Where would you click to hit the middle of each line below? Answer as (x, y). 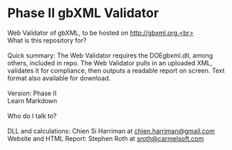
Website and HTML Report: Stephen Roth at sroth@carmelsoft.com (106, 138)
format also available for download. (59, 78)
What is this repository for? (47, 40)
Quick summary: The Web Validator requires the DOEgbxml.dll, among (110, 55)
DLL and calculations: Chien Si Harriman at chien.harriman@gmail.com (111, 131)
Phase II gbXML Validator (83, 13)
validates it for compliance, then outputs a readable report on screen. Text (116, 70)
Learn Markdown (32, 100)
